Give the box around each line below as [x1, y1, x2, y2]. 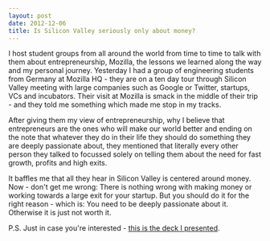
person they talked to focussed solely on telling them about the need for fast [8, 149, 262, 159]
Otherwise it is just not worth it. [8, 208, 112, 218]
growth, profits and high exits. [8, 158, 108, 168]
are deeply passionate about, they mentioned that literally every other [8, 141, 239, 151]
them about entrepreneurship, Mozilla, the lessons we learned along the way [8, 57, 262, 67]
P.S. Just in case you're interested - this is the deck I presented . [8, 223, 220, 233]
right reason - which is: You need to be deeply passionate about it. [8, 199, 229, 209]
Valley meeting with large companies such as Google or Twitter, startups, [8, 83, 251, 92]
